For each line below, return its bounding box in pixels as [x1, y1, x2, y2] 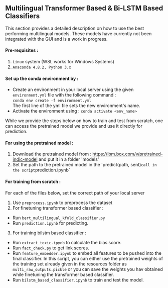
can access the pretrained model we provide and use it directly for [5, 123, 143, 129]
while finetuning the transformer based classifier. [12, 271, 114, 277]
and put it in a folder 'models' [38, 156, 99, 162]
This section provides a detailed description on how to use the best [5, 25, 144, 31]
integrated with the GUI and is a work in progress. [5, 36, 108, 42]
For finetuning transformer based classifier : [12, 205, 104, 211]
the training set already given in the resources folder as [12, 261, 127, 267]
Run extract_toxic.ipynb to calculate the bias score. [12, 239, 122, 245]
